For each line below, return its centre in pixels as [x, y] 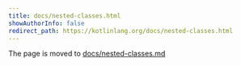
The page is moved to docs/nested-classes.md [87, 54]
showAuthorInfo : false [47, 23]
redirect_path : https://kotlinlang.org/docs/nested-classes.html [120, 31]
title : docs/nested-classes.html [65, 16]
